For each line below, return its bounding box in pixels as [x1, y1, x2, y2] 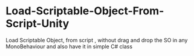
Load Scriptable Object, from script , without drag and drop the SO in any [5, 36, 188, 43]
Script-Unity [5, 17, 70, 30]
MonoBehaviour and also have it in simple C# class [5, 43, 133, 50]
